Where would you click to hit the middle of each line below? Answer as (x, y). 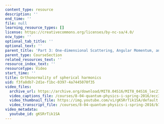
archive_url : (23, 91)
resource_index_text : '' (30, 64)
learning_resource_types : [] (35, 28)
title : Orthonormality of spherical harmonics (53, 78)
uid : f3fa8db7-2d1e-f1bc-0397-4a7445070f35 (50, 82)
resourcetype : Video (26, 69)
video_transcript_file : (33, 105)
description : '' (21, 14)
